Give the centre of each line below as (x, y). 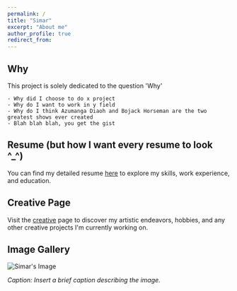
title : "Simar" (30, 20)
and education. (29, 180)
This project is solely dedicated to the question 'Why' (85, 85)
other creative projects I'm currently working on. (78, 227)
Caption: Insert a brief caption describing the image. (84, 280)
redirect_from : (30, 40)
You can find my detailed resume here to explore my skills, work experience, (118, 173)
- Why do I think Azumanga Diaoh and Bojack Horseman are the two (107, 111)
